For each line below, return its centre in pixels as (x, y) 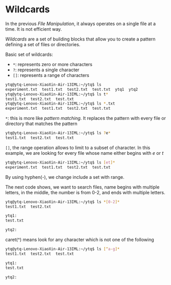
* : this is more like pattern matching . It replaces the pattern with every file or (86, 118)
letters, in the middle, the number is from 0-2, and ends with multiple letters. (86, 192)
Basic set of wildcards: (29, 54)
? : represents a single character (46, 70)
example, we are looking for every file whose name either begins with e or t (84, 153)
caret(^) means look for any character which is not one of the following (80, 240)
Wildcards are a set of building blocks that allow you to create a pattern (80, 39)
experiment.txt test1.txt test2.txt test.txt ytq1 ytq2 (72, 89)
